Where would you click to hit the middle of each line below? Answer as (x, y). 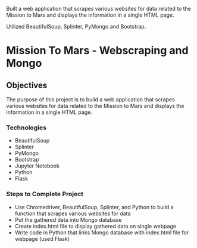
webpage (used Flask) (42, 238)
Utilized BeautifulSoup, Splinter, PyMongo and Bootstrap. (76, 27)
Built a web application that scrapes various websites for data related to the (99, 9)
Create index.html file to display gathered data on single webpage (96, 226)
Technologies (26, 128)
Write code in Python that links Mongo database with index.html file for (102, 232)
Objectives (27, 85)
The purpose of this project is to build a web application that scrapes (90, 100)
